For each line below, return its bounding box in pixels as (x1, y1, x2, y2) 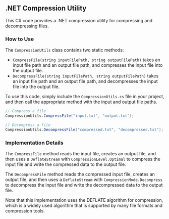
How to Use (5, 35, 34, 42)
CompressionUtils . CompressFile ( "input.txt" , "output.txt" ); (5, 113, 135, 118)
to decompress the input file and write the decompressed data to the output (5, 182, 163, 188)
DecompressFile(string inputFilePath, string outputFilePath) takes (12, 73, 159, 79)
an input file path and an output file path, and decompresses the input (12, 78, 158, 84)
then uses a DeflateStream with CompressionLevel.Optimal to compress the (5, 156, 160, 162)
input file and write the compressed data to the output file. (5, 161, 126, 167)
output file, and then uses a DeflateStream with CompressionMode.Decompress (5, 177, 163, 183)
